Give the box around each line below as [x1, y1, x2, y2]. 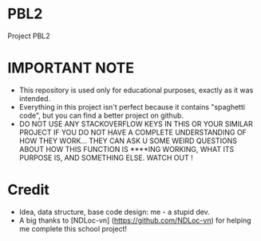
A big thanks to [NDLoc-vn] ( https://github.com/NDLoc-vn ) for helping [18, 216, 252, 225]
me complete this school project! [18, 224, 128, 233]
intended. [18, 93, 51, 103]
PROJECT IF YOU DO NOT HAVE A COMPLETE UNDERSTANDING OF [18, 127, 247, 137]
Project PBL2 [7, 31, 50, 41]
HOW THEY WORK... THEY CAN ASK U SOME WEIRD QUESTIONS [18, 136, 237, 146]
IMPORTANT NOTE [7, 59, 135, 77]
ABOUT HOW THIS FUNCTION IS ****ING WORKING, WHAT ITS [18, 144, 235, 154]
